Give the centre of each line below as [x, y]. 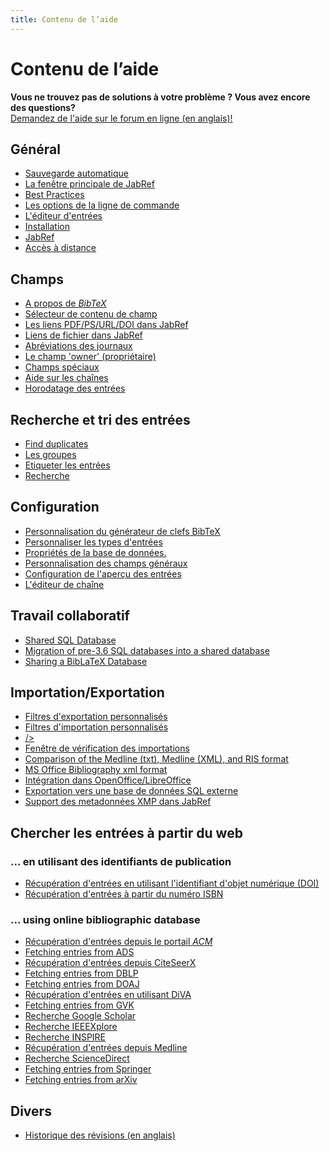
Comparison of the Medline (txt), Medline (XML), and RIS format [156, 759]
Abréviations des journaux [78, 346]
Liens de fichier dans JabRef [83, 335]
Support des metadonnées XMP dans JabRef [118, 802]
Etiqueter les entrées [67, 465]
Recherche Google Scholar [80, 1016]
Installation [47, 227]
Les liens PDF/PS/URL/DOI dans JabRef [106, 325]
